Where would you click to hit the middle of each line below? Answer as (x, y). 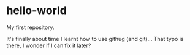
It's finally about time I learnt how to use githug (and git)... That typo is (95, 39)
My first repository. (30, 27)
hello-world (37, 11)
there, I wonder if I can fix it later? (49, 45)
